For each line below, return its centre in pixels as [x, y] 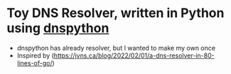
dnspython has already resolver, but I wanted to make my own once [116, 48]
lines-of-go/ [34, 63]
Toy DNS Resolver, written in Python [116, 13]
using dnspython [58, 28]
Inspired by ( [36, 55]
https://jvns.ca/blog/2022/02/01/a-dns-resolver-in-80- [134, 55]
